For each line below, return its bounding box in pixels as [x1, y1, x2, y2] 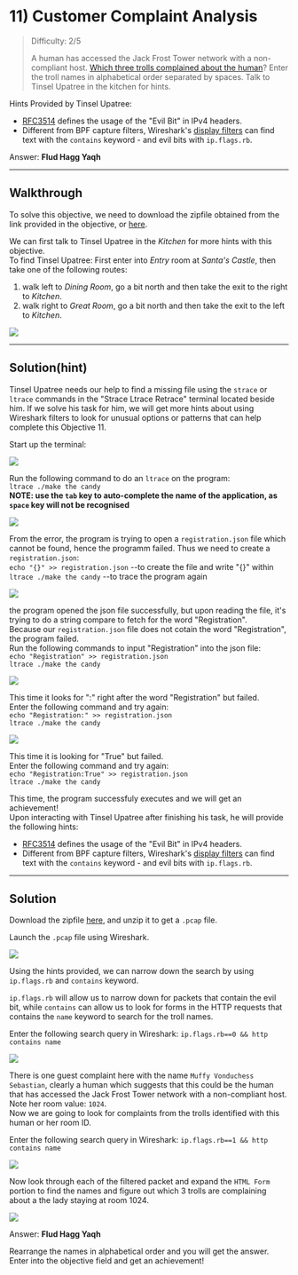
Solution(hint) [9, 360, 88, 376]
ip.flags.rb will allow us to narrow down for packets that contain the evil [9, 993, 277, 1003]
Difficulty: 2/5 [30, 36, 82, 46]
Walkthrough [9, 186, 82, 201]
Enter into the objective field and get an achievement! [9, 1255, 205, 1266]
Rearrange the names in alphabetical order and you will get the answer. [9, 1246, 270, 1257]
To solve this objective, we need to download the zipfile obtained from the [9, 209, 280, 219]
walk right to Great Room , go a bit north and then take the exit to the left [21, 300, 286, 311]
